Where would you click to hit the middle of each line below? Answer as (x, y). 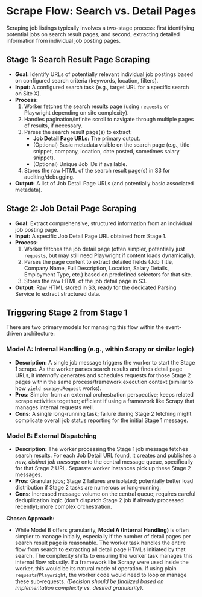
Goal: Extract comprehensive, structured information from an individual (103, 223)
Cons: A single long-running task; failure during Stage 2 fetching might (103, 413)
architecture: (39, 334)
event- (174, 327)
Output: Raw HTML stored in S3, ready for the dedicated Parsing (96, 287)
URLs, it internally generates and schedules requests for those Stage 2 (103, 375)
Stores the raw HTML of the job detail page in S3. (85, 281)
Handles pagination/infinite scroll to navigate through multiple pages (109, 119)
